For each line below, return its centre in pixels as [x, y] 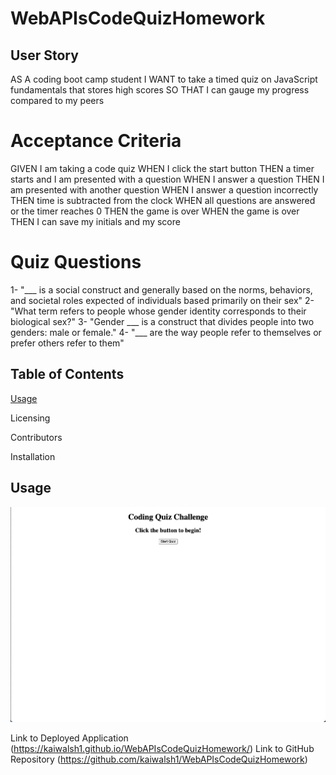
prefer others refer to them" [67, 343]
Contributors [36, 437]
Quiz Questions [76, 262]
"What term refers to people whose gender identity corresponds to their [158, 311]
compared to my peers [57, 100]
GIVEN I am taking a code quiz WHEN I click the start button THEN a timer [162, 168]
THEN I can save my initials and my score [95, 221]
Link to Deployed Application [69, 738]
